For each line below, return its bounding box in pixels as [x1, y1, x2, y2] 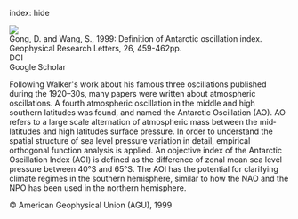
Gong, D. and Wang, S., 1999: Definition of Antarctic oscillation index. [9, 34, 262, 43]
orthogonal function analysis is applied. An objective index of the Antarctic [9, 145, 283, 155]
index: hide [9, 8, 51, 18]
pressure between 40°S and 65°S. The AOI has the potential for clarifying [9, 164, 278, 174]
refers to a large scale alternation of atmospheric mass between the [9, 117, 258, 127]
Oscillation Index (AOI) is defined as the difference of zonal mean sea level [9, 154, 283, 165]
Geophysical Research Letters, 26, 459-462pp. [9, 43, 182, 53]
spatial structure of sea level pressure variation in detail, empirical [9, 136, 251, 145]
